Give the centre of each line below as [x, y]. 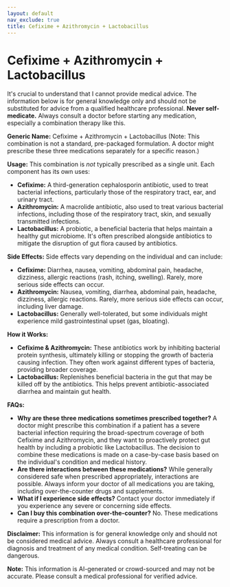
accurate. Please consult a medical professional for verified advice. [102, 576]
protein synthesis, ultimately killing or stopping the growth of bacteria [115, 355]
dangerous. [23, 556]
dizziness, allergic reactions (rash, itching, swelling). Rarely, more [110, 277]
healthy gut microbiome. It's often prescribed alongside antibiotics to [115, 236]
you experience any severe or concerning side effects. [94, 506]
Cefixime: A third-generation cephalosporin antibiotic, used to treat [113, 185]
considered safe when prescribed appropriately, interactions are [108, 477]
